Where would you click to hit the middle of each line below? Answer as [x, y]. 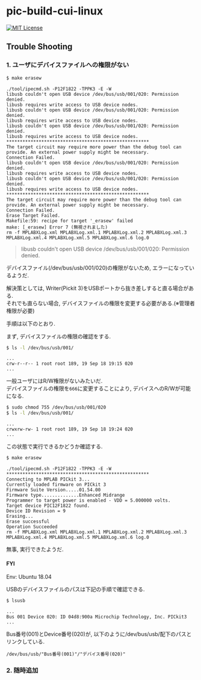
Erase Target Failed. [33, 215]
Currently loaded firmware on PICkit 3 [56, 485]
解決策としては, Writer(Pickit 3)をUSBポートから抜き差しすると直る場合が [97, 288]
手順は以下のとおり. [31, 323]
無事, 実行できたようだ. [35, 549]
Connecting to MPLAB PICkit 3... [48, 479]
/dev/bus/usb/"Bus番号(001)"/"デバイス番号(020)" [66, 654]
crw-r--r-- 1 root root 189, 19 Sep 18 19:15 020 [70, 364]
